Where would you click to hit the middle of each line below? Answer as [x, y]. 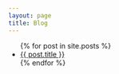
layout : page [30, 16]
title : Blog [28, 23]
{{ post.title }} [42, 54]
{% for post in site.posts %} [65, 45]
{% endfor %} [43, 62]
